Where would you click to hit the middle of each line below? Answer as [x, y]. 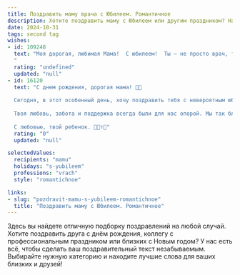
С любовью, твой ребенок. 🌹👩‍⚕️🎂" [62, 127]
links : [17, 192]
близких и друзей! [35, 264]
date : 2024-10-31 [33, 27]
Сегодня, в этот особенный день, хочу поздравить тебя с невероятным [119, 101]
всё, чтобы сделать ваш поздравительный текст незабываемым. [106, 249]
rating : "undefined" [44, 67]
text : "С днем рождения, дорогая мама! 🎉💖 [78, 87]
